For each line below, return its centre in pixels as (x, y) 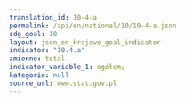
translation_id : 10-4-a (53, 17)
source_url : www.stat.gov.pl (63, 83)
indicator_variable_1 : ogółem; (67, 67)
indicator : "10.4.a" (48, 51)
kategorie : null (39, 75)
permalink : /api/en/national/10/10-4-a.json (93, 26)
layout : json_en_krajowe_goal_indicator (85, 42)
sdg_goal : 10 (33, 34)
